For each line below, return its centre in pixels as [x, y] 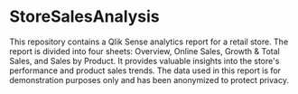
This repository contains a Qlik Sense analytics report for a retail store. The [149, 42]
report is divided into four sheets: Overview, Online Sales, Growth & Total [144, 51]
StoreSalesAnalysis [84, 17]
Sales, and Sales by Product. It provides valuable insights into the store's [144, 61]
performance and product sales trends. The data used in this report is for [145, 70]
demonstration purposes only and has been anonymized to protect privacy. [149, 80]
